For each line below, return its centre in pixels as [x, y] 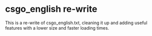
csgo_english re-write [51, 9]
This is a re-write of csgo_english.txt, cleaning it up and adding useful [76, 23]
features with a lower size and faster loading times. [57, 28]
